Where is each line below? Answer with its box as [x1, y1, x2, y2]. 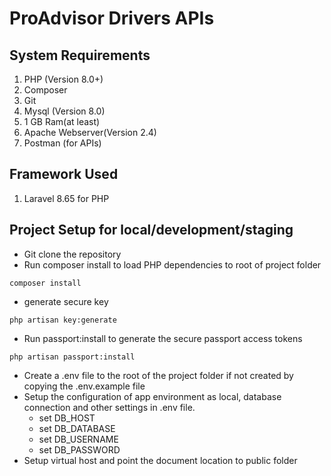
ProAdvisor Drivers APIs [9, 7, 215, 30]
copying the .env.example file [23, 380, 146, 392]
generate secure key [23, 295, 109, 307]
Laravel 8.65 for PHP [23, 192, 110, 204]
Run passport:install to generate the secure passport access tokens [23, 332, 303, 344]
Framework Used [9, 166, 119, 183]
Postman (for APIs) [23, 137, 102, 149]
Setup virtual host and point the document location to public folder [23, 454, 298, 466]
